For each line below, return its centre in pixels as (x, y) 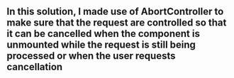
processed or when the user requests (91, 56)
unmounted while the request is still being (101, 45)
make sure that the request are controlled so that (117, 23)
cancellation (35, 67)
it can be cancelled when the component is (103, 34)
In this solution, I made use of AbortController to (115, 12)
